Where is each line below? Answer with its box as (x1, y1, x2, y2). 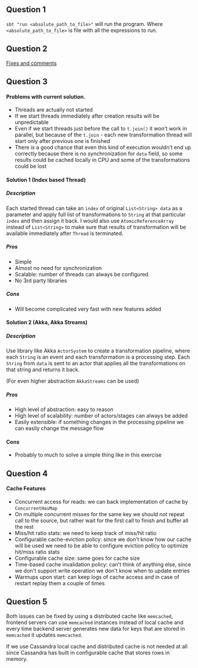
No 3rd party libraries (14, 277, 67, 284)
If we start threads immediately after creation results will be (14, 112, 160, 120)
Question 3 (6, 77, 48, 87)
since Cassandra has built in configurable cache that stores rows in (6, 649, 170, 656)
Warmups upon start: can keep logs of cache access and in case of (14, 573, 180, 581)
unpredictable (14, 119, 49, 126)
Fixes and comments (6, 59, 57, 67)
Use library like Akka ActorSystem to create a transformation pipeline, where (6, 347, 190, 354)
